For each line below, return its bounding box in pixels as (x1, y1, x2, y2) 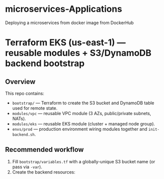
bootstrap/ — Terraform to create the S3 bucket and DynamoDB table (12, 100, 155, 106)
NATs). (12, 116, 26, 121)
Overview (5, 77, 36, 86)
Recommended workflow (5, 146, 84, 154)
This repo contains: (5, 90, 44, 96)
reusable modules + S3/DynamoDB (5, 48, 152, 59)
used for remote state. (12, 105, 58, 111)
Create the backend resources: (12, 169, 75, 175)
